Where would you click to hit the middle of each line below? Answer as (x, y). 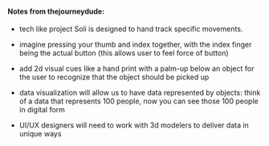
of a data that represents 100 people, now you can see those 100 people (139, 101)
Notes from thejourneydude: (56, 11)
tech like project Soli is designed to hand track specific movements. (131, 29)
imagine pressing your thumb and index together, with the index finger (135, 45)
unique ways (40, 134)
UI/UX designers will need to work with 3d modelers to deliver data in (134, 125)
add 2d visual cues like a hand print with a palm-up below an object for (137, 69)
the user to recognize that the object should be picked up (114, 77)
